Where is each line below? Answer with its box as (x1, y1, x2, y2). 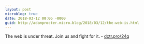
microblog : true (5, 11, 38, 16)
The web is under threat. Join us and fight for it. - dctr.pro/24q (5, 33, 130, 39)
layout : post (5, 7, 31, 12)
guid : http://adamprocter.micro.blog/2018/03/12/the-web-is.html (5, 20, 139, 25)
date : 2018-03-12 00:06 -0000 (5, 16, 66, 21)
